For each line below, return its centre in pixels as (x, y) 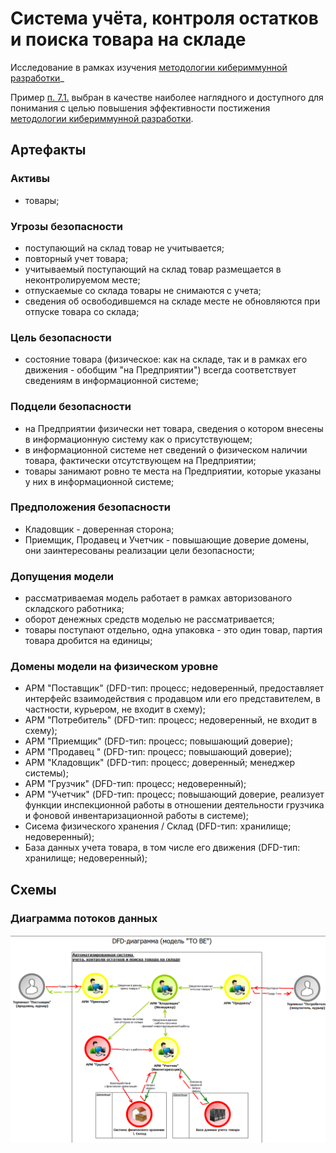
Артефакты (48, 150)
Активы (30, 179)
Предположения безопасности (90, 507)
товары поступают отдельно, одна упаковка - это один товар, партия (173, 630)
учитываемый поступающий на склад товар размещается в (153, 269)
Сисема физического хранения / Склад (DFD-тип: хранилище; (158, 826)
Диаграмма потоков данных (84, 918)
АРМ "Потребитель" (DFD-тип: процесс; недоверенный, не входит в (171, 720)
